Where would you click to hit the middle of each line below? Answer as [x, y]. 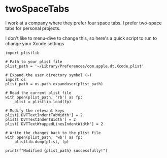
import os [16, 79]
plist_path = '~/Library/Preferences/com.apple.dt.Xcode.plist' [75, 66]
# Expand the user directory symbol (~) [49, 75]
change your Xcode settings [35, 43]
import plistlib [22, 53]
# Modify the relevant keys [35, 110]
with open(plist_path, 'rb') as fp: [44, 97]
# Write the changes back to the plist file [53, 133]
